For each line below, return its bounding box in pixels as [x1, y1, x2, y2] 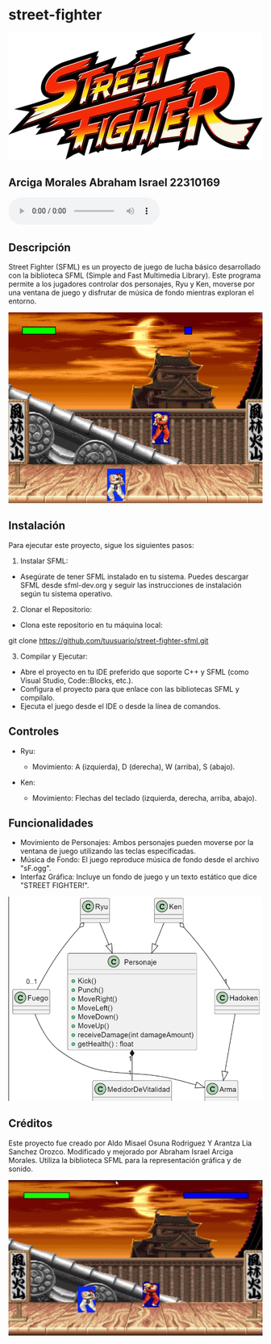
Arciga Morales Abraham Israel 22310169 [8, 175, 220, 189]
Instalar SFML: [19, 555, 69, 566]
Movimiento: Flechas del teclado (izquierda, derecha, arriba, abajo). [31, 793, 257, 802]
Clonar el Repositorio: [19, 604, 93, 614]
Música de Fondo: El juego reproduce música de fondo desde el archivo [19, 855, 260, 865]
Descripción [8, 241, 71, 254]
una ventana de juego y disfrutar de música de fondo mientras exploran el [8, 288, 254, 298]
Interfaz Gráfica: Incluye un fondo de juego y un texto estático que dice [19, 872, 257, 881]
